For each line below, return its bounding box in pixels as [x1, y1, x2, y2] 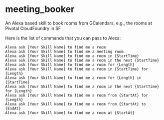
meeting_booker [5, 3, 75, 15]
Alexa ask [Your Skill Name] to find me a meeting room [5, 49, 124, 54]
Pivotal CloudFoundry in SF [5, 25, 61, 31]
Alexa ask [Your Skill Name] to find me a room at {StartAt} [5, 110, 135, 115]
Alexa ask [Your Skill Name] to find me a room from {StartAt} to [5, 101, 146, 106]
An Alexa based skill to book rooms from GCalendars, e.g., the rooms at [5, 20, 153, 26]
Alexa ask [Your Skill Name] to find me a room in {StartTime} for [5, 66, 149, 71]
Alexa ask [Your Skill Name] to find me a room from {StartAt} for [5, 92, 149, 98]
